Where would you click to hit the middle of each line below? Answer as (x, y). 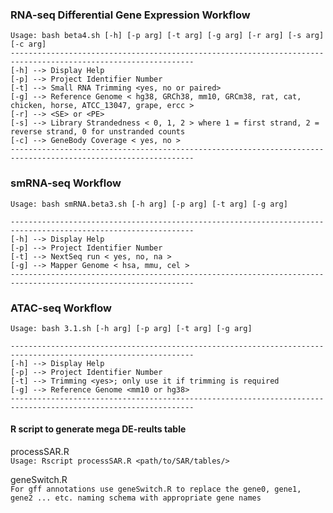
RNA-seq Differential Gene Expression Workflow (130, 15)
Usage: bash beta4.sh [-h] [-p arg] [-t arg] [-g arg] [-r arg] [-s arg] (167, 36)
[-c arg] (28, 44)
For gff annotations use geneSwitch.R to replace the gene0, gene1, (156, 489)
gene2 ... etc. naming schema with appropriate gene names (136, 498)
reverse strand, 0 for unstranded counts (98, 132)
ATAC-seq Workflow (61, 308)
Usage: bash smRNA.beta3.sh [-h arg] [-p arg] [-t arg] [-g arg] (149, 204)
